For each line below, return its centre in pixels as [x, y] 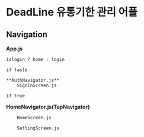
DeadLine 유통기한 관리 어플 [72, 12]
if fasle [17, 70]
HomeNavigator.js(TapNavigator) [48, 107]
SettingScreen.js [38, 128]
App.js [15, 49]
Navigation [27, 34]
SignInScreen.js [37, 85]
